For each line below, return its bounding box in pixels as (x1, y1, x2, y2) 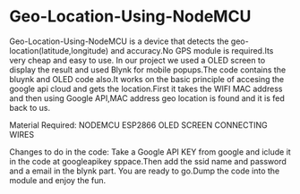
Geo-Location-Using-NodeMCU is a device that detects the (9, 36, 229, 46)
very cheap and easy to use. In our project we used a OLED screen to (9, 55, 266, 65)
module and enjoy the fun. (9, 174, 107, 185)
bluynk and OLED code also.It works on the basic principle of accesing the (9, 73, 285, 84)
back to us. (9, 102, 51, 113)
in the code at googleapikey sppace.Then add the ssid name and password (9, 156, 287, 166)
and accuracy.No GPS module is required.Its (110, 45, 274, 55)
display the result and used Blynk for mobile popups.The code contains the (9, 64, 287, 75)
